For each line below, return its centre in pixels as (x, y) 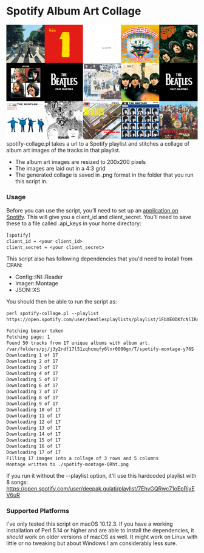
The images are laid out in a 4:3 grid (60, 169)
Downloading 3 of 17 (32, 367)
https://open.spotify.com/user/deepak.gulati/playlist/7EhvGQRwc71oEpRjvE (101, 488)
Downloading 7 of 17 (32, 392)
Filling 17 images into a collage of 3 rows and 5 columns (83, 458)
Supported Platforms (38, 511)
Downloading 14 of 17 (34, 434)
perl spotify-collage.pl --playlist (53, 313)
